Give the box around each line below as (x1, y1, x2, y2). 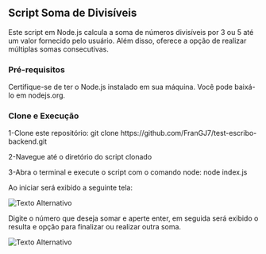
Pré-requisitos (8, 63, 65, 75)
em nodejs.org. (15, 90, 66, 100)
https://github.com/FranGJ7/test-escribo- (120, 129, 257, 138)
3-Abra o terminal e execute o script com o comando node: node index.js (8, 167, 248, 177)
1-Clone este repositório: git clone (8, 129, 119, 138)
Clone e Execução (8, 110, 79, 121)
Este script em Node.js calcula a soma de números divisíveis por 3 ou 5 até (8, 27, 254, 37)
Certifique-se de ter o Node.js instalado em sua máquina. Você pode (8, 83, 233, 92)
